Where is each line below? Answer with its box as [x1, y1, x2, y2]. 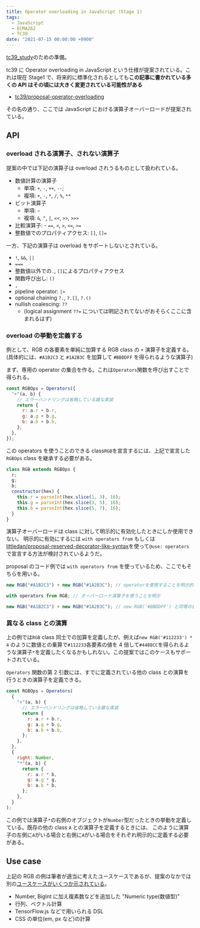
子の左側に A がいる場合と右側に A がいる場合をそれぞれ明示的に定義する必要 [6, 831, 189, 838]
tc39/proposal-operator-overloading [14, 93, 104, 100]
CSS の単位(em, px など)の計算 [14, 915, 91, 923]
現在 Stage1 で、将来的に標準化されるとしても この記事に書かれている [16, 74, 186, 81]
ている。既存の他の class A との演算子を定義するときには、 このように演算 [6, 824, 189, 831]
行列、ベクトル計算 [14, 901, 62, 908]
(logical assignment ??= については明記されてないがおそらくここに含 [23, 307, 192, 315]
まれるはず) [23, 315, 52, 322]
